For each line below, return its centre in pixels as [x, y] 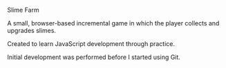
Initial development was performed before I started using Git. [94, 57]
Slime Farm [23, 10]
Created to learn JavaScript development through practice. [91, 44]
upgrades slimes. [32, 31]
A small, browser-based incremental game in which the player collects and [113, 23]
